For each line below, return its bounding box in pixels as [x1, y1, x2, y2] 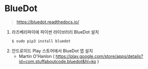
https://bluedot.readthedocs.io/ [16, 19, 80, 25]
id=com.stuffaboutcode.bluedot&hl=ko [18, 58, 97, 64]
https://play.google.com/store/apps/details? [55, 53, 144, 59]
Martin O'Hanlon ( [18, 53, 55, 59]
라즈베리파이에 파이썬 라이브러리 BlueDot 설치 [11, 29, 99, 34]
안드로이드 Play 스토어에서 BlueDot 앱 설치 [11, 48, 93, 53]
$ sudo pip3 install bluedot [11, 38, 71, 44]
